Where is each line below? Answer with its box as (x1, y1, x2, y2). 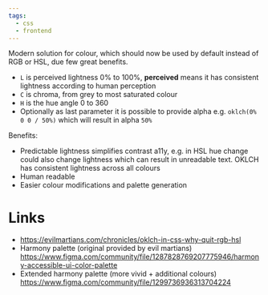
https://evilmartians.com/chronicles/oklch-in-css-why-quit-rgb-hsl (19, 235, 242, 244)
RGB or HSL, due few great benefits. (8, 57, 128, 67)
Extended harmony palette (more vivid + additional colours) (19, 269, 217, 279)
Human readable (19, 172, 75, 181)
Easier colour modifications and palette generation (19, 180, 187, 190)
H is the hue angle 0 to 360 (19, 98, 109, 108)
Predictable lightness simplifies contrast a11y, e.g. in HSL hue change (19, 146, 249, 156)
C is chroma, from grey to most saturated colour (19, 90, 178, 99)
